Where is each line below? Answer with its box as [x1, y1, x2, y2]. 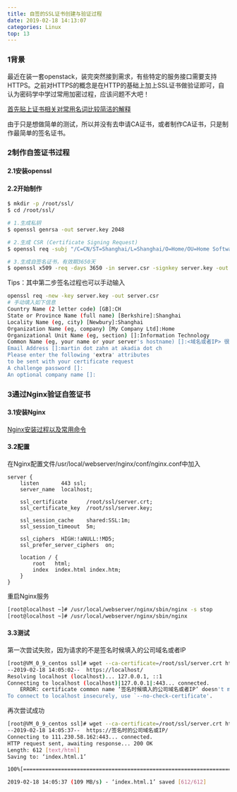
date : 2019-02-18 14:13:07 [7, 17, 87, 24]
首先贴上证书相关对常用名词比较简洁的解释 [7, 104, 131, 113]
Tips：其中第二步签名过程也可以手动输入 [7, 278, 126, 287]
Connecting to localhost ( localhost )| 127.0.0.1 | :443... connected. [7, 679, 210, 687]
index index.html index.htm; [32, 566, 121, 573]
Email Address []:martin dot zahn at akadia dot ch [7, 345, 162, 352]
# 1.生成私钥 [7, 220, 42, 227]
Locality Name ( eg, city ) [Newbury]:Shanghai [7, 318, 143, 325]
